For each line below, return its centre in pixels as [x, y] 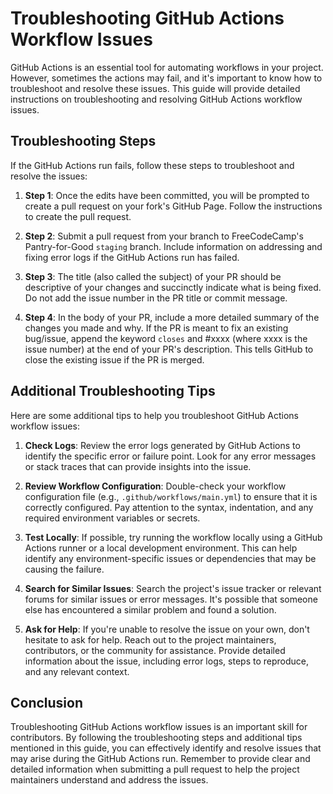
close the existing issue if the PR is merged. [114, 359]
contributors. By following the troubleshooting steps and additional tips [156, 738]
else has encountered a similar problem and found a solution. [150, 609]
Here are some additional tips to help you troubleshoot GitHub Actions [154, 415]
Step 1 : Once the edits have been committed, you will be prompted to [167, 195]
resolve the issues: [49, 176]
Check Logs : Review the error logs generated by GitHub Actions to [162, 445]
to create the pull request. [78, 216]
